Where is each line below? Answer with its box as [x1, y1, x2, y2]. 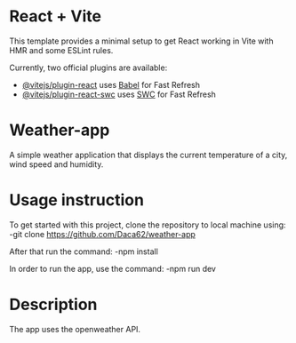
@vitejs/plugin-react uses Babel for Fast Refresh [21, 79, 201, 90]
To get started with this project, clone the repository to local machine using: [9, 219, 286, 230]
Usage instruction [9, 190, 145, 211]
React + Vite [9, 6, 102, 27]
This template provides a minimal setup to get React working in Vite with [9, 36, 274, 46]
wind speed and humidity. [9, 158, 104, 170]
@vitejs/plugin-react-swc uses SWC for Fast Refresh [21, 89, 216, 100]
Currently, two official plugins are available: [9, 62, 168, 73]
